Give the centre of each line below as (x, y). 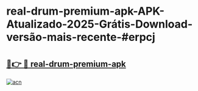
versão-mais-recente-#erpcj (81, 37)
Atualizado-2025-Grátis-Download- (100, 24)
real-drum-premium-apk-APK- (85, 11)
